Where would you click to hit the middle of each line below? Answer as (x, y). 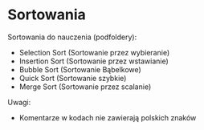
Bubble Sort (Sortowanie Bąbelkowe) (80, 69)
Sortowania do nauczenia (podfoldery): (72, 37)
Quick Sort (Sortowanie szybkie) (73, 78)
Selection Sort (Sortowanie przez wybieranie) (94, 52)
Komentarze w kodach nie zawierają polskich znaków (108, 117)
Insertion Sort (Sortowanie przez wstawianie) (94, 61)
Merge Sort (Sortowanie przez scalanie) (85, 87)
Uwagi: (19, 102)
